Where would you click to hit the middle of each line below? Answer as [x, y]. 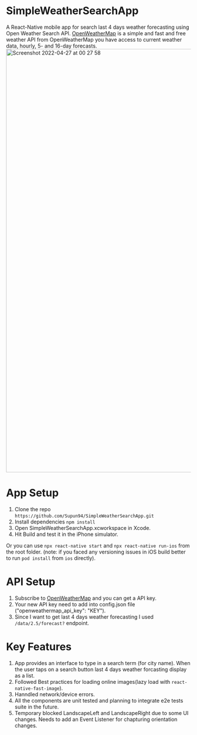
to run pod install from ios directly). [51, 558]
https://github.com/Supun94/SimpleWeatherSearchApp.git [84, 516]
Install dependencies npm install [55, 522]
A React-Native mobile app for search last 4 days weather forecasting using [98, 27]
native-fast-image [37, 689]
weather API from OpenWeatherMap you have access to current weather [94, 39]
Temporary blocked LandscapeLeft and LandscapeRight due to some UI [101, 713]
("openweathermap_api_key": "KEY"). [60, 610]
